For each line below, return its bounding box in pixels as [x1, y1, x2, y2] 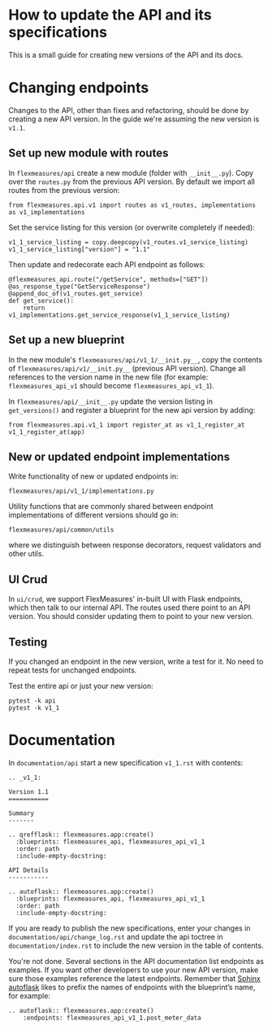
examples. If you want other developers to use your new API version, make [8, 965, 259, 975]
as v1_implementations [8, 208, 85, 217]
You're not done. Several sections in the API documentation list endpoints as [8, 956, 264, 966]
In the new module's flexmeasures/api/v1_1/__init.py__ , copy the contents [8, 354, 262, 364]
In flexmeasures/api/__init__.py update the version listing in [8, 397, 214, 406]
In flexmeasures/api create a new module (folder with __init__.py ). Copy [8, 168, 254, 178]
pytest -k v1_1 [8, 703, 60, 712]
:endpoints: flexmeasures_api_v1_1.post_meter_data [23, 1014, 201, 1022]
